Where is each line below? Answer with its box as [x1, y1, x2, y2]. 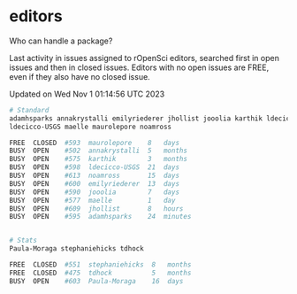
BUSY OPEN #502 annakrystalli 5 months [9, 146, 188, 156]
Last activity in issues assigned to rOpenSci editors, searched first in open [9, 52, 280, 63]
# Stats [9, 236, 38, 245]
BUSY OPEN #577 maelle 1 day [9, 196, 176, 205]
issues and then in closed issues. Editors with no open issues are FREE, [9, 62, 270, 73]
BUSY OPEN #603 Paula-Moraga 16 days [9, 276, 184, 285]
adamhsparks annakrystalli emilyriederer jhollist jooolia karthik [9, 113, 263, 123]
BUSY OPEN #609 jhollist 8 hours [9, 204, 184, 213]
